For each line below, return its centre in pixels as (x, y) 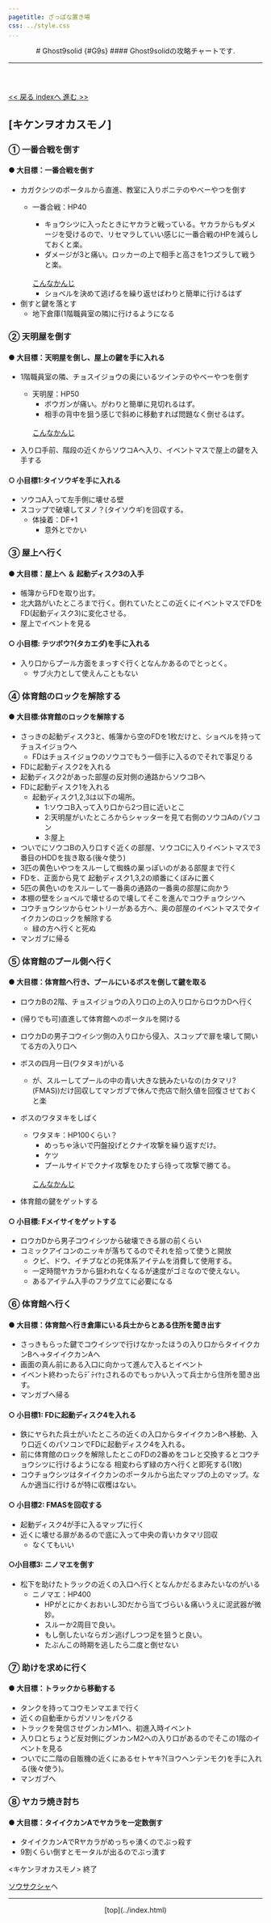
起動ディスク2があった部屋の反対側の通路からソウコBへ (113, 777)
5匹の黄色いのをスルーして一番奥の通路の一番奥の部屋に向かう (125, 888)
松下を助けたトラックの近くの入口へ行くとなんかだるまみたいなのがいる (140, 1584)
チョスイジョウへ (48, 746)
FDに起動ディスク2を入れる (65, 766)
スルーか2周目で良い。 (81, 1624)
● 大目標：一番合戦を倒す (52, 171)
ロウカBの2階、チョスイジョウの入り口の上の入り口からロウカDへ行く (137, 1002)
